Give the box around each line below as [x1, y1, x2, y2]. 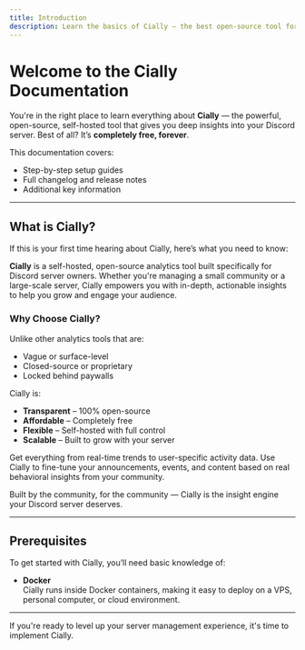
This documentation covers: [9, 147, 114, 158]
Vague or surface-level [22, 351, 109, 362]
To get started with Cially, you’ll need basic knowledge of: [9, 557, 226, 568]
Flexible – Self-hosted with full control [22, 425, 166, 435]
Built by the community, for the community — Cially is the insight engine [9, 488, 280, 500]
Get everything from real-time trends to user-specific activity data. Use [9, 452, 275, 463]
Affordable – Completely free [22, 415, 133, 425]
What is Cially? [9, 219, 96, 235]
